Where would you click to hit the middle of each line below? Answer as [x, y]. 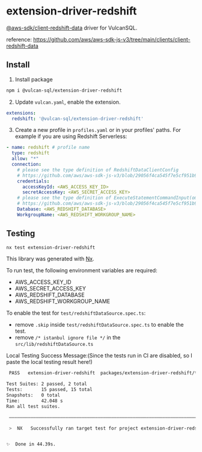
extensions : [21, 113]
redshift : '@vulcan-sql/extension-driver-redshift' [78, 119]
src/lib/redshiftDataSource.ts [54, 345]
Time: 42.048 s [35, 401]
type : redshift [31, 153]
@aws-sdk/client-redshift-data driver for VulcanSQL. [72, 28]
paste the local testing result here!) [50, 362]
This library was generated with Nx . [50, 259]
